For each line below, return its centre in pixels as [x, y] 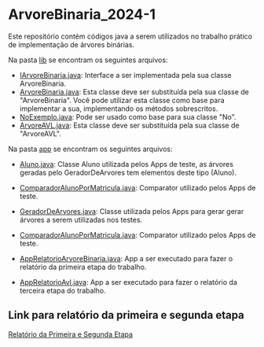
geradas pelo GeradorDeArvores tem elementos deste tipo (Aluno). [128, 172]
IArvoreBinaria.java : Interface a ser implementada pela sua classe [125, 75]
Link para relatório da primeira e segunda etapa [126, 315]
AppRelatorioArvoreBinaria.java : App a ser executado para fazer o [126, 258]
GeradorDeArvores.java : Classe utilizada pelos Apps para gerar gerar [132, 211]
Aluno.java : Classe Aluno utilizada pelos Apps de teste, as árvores [126, 164]
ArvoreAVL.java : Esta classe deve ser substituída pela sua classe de [129, 125]
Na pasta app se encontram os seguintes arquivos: [90, 149]
